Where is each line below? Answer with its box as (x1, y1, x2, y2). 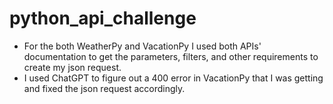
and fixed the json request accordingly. (23, 82, 186, 94)
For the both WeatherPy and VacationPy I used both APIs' (23, 40, 262, 52)
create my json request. (23, 61, 122, 73)
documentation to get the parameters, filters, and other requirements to (23, 50, 319, 62)
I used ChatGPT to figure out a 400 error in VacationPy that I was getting (23, 72, 324, 84)
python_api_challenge (9, 7, 197, 30)
